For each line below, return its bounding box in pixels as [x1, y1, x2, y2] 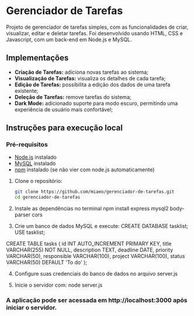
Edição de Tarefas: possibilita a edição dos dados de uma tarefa [14, 81, 171, 88]
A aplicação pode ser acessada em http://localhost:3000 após [6, 296, 188, 304]
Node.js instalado [14, 154, 57, 161]
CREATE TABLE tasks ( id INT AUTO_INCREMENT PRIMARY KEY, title [6, 240, 172, 247]
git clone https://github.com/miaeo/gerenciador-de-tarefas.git [14, 189, 175, 195]
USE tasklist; [14, 229, 46, 236]
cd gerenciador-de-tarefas [14, 195, 81, 201]
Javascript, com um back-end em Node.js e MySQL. [6, 36, 132, 43]
